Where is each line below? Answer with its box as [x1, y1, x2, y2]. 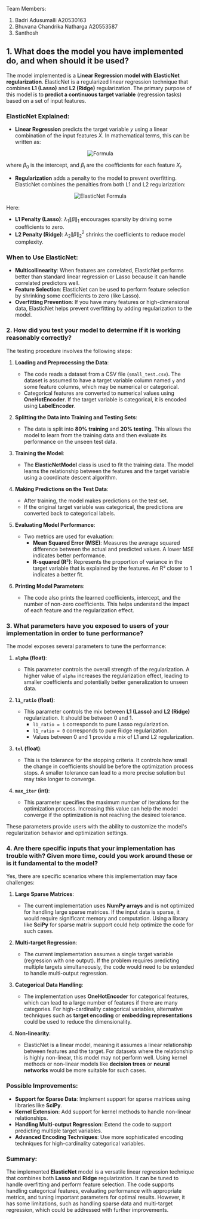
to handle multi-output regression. [23, 970, 108, 977]
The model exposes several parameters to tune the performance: [6, 643, 167, 650]
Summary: [6, 1154, 38, 1163]
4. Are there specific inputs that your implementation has [6, 844, 176, 852]
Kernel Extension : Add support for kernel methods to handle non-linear [14, 1108, 192, 1115]
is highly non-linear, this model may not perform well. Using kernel [23, 1054, 187, 1061]
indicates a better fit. [32, 570, 84, 578]
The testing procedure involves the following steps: [6, 347, 133, 354]
